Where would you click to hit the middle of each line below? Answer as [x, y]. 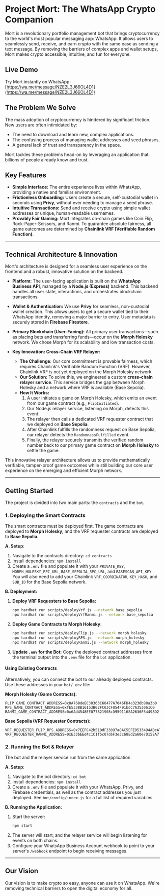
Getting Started [29, 490]
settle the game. [43, 451]
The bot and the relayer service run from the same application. [68, 758]
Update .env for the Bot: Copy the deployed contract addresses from [82, 652]
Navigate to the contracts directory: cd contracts [62, 556]
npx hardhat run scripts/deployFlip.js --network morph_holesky [79, 633]
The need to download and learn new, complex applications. [73, 134]
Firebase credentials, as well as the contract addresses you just [77, 792]
